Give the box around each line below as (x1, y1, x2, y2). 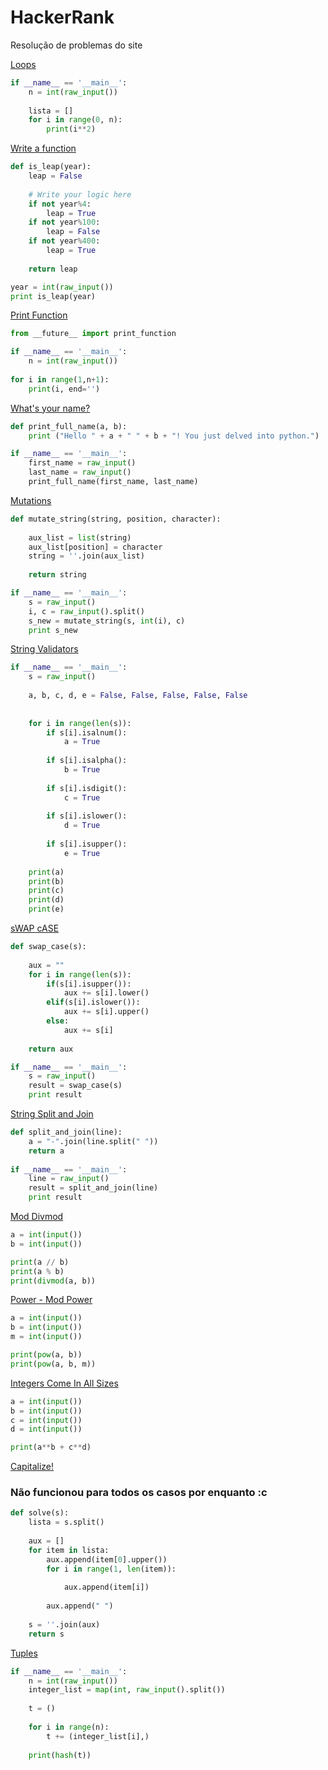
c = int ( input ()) (10, 1415, 83, 1425)
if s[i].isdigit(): (46, 783, 128, 793)
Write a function (10, 142, 77, 155)
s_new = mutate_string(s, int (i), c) (28, 616, 186, 626)
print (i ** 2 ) (46, 124, 97, 135)
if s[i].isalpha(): (46, 756, 128, 766)
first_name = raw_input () (28, 458, 137, 468)
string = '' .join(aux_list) (28, 551, 145, 561)
